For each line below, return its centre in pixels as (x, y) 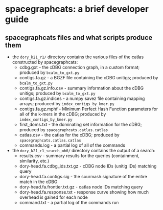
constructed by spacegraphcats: (45, 62)
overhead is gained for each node (54, 197)
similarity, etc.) (34, 161)
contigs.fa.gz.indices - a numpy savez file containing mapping (82, 98)
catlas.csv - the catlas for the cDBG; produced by (70, 135)
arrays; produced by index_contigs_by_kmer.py (67, 104)
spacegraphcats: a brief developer (77, 9)
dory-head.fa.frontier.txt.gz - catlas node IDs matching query (81, 187)
